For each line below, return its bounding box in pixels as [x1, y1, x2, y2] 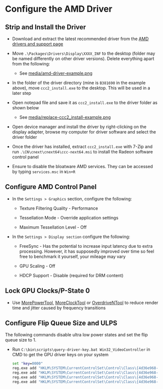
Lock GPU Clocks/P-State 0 [5, 287, 90, 295]
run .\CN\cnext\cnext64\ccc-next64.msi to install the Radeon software [12, 149, 153, 154]
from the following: [12, 61, 50, 66]
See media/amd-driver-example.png [19, 70, 92, 76]
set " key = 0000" [12, 361, 43, 366]
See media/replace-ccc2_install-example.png [19, 114, 111, 120]
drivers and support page [12, 41, 63, 47]
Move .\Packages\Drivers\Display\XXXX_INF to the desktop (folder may [12, 50, 156, 56]
